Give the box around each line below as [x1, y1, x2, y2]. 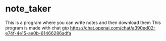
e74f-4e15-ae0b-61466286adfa [5, 30, 72, 36]
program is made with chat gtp [5, 24, 69, 30]
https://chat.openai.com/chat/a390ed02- [70, 24, 156, 30]
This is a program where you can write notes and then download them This [5, 19, 161, 25]
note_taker [5, 3, 51, 14]
